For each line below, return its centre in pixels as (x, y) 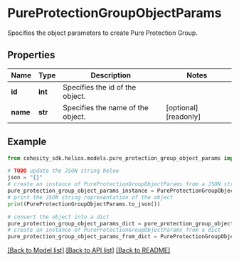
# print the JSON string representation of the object (90, 197)
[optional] (182, 107)
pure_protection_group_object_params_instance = (81, 191)
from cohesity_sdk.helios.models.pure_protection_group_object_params (114, 158)
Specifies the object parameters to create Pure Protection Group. (102, 33)
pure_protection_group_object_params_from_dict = (83, 237)
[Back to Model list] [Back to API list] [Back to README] (89, 250)
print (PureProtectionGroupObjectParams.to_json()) (84, 204)
